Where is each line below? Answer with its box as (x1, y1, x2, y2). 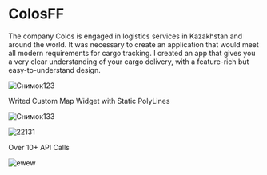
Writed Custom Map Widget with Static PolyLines (8, 96, 170, 105)
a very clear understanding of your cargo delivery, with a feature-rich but (8, 57, 249, 66)
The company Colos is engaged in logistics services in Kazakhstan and (8, 31, 243, 41)
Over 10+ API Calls (8, 142, 70, 152)
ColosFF (8, 5, 65, 23)
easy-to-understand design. (8, 65, 102, 74)
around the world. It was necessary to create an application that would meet (8, 39, 260, 49)
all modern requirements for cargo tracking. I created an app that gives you (8, 48, 256, 58)
